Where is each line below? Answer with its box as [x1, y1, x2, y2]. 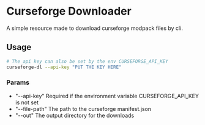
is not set [15, 99, 39, 106]
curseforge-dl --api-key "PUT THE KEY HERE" [6, 64, 122, 70]
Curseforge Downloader [6, 4, 132, 18]
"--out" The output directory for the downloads [15, 112, 135, 119]
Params [6, 78, 29, 87]
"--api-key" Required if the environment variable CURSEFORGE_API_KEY [15, 92, 199, 99]
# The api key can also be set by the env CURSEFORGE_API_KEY [6, 58, 168, 65]
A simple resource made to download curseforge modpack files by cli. [6, 24, 184, 32]
